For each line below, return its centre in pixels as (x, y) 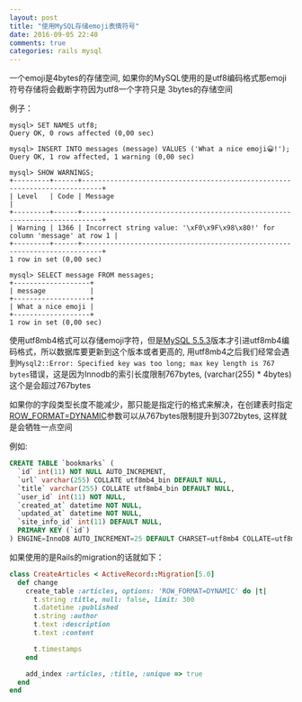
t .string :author (66, 616)
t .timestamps (58, 649)
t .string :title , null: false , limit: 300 (114, 599)
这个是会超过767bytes (50, 386)
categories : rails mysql (56, 51)
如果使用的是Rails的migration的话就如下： (87, 557)
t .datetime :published (75, 608)
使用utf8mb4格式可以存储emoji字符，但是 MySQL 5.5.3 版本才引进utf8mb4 (146, 341)
